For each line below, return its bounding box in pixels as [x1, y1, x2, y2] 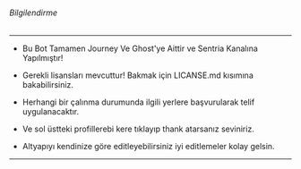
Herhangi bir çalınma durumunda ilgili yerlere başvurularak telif [21, 97, 255, 107]
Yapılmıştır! [21, 53, 64, 63]
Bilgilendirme [9, 7, 58, 18]
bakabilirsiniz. [21, 80, 74, 90]
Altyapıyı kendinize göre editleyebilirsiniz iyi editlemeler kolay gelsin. [21, 141, 275, 152]
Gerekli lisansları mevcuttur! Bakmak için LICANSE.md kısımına [21, 70, 254, 80]
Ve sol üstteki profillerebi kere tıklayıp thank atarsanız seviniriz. [21, 123, 255, 134]
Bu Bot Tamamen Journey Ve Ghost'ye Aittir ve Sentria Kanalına [21, 43, 258, 54]
